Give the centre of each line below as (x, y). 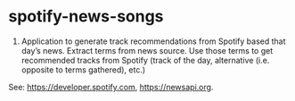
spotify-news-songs (86, 17)
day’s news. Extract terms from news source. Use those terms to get (147, 50)
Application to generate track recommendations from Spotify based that (153, 41)
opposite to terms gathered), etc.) (83, 70)
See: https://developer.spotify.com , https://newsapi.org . (111, 87)
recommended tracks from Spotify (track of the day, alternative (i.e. (145, 60)
